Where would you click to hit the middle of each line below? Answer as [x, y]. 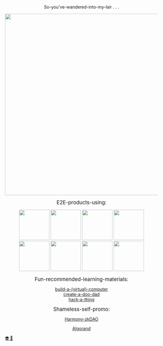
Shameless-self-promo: [81, 309]
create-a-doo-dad [81, 294]
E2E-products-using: [81, 203]
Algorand [81, 328]
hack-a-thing [81, 299]
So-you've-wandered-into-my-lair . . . [81, 7]
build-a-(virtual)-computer [81, 289]
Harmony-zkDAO [81, 319]
